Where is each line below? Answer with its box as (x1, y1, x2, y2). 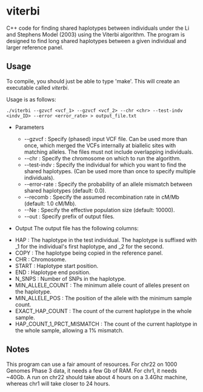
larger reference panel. (6, 44, 64, 51)
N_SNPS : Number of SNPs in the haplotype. (15, 275, 126, 282)
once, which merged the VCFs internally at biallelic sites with (24, 142, 176, 149)
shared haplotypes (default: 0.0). (24, 187, 107, 194)
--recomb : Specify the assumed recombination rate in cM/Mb (24, 193, 180, 201)
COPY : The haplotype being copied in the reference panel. (15, 249, 164, 256)
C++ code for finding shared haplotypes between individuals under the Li (6, 24, 190, 32)
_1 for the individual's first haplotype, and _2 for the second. (15, 242, 164, 250)
